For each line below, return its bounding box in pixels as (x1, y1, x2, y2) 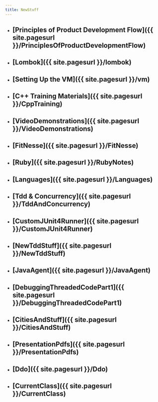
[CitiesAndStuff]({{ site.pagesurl (12, 315, 117, 324)
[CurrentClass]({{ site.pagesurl (12, 382, 112, 391)
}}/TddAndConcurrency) (12, 200, 91, 208)
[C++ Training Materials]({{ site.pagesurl (12, 92, 143, 100)
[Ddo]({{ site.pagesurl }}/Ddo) (12, 365, 108, 373)
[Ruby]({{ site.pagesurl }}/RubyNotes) (12, 158, 134, 167)
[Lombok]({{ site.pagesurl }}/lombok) (12, 58, 132, 67)
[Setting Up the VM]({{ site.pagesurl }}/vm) (12, 75, 150, 84)
